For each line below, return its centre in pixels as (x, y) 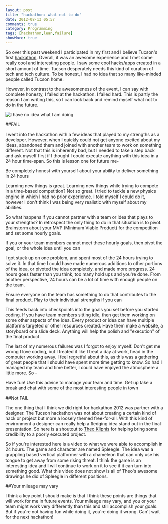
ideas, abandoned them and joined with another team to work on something (83, 145)
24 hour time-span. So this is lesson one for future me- (62, 161)
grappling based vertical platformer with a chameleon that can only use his (82, 454)
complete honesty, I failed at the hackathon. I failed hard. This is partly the (82, 94)
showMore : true (21, 38)
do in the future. (22, 105)
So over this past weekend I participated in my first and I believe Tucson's (81, 52)
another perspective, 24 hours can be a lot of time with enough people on (81, 279)
